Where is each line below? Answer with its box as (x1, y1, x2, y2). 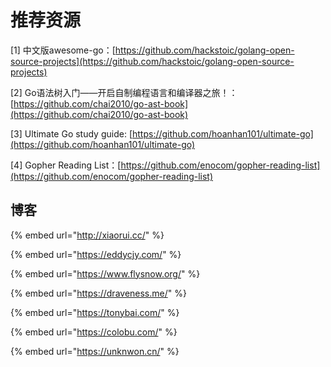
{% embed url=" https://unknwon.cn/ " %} (10, 345, 180, 357)
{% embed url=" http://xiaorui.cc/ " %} (10, 229, 165, 241)
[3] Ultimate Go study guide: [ (10, 127, 133, 140)
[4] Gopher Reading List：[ (10, 159, 122, 171)
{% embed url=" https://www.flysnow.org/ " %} (10, 267, 201, 280)
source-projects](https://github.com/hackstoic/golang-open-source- (10, 55, 295, 67)
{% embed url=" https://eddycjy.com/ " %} (10, 248, 182, 260)
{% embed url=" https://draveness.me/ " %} (10, 287, 187, 299)
